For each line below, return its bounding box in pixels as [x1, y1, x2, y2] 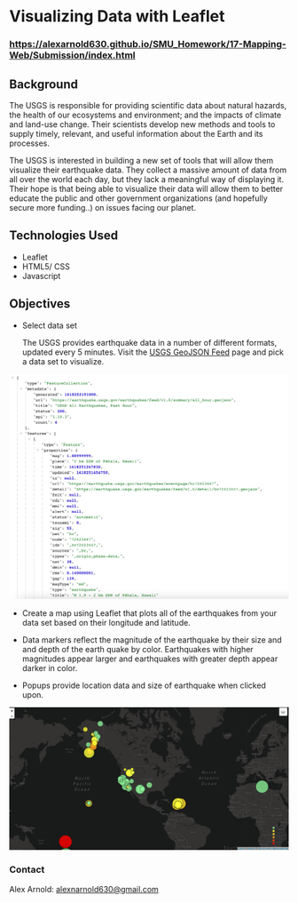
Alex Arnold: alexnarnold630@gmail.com [9, 883, 160, 894]
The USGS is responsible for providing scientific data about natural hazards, [9, 100, 287, 110]
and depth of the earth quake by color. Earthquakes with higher [21, 643, 255, 654]
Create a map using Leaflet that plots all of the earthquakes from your [21, 607, 278, 619]
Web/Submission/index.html [9, 49, 136, 61]
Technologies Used [9, 228, 118, 244]
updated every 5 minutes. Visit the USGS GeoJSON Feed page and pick [21, 347, 284, 357]
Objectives [9, 296, 71, 312]
